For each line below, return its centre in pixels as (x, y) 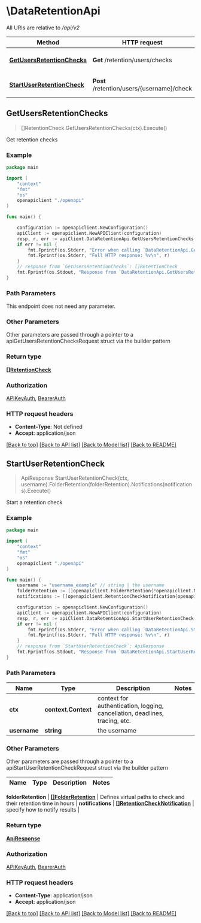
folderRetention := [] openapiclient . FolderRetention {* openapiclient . (106, 591)
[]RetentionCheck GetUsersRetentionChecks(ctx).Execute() (94, 128)
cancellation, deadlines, (131, 713)
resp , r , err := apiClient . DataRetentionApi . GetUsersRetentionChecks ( (107, 239)
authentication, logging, (131, 706)
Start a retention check (34, 503)
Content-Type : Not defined (48, 427)
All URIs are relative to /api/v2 (43, 28)
